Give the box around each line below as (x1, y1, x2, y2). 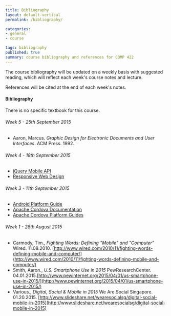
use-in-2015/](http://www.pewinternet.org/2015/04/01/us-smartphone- (12, 278, 163, 284)
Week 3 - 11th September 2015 (5, 185, 70, 191)
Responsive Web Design (12, 173, 65, 180)
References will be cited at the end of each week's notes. (5, 84, 126, 90)
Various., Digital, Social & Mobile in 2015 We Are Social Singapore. (12, 288, 153, 295)
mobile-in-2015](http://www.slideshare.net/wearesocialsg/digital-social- (12, 300, 166, 306)
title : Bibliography (5, 7, 50, 13)
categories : (5, 26, 31, 31)
